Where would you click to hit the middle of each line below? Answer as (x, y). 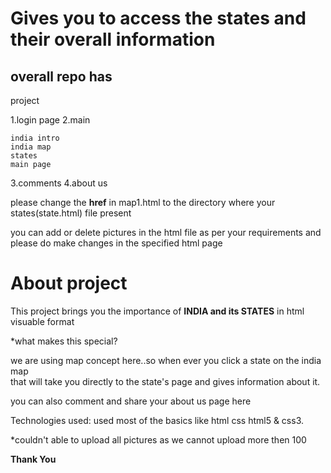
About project (69, 283)
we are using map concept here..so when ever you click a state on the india (166, 360)
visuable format (42, 321)
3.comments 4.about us (59, 183)
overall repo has (61, 76)
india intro (35, 138)
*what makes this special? (64, 341)
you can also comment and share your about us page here (131, 401)
